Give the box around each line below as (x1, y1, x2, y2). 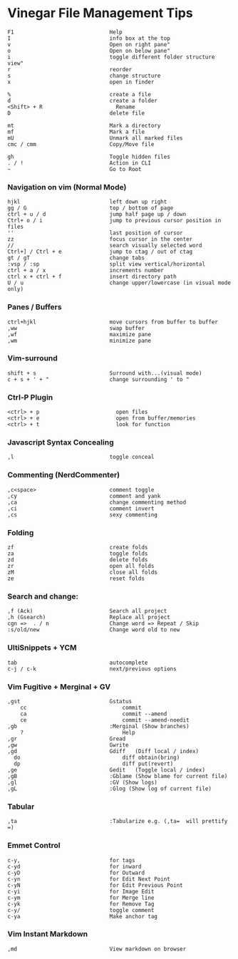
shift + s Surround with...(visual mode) (7, 369, 202, 377)
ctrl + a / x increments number (7, 267, 164, 274)
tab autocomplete (7, 659, 148, 666)
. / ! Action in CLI (7, 159, 152, 167)
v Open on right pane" (7, 41, 171, 48)
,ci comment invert (7, 504, 155, 512)
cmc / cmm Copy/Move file (7, 140, 155, 147)
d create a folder (7, 97, 158, 104)
